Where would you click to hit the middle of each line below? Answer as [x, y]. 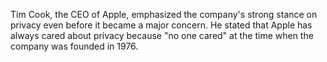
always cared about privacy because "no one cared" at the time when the [162, 35]
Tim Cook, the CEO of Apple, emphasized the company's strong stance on [164, 14]
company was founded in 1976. [74, 46]
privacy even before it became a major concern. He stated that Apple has [161, 25]
